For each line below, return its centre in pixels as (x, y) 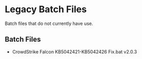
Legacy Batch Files (46, 9)
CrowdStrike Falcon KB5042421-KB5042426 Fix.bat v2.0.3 (74, 51)
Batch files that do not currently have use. (49, 23)
